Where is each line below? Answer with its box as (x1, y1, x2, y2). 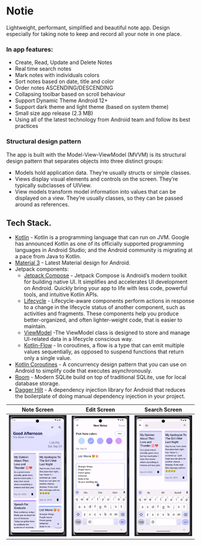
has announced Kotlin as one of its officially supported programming (14, 240, 184, 248)
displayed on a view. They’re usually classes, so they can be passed (14, 194, 183, 202)
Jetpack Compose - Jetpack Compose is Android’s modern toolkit (23, 272, 187, 279)
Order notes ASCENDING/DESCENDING (14, 84, 114, 91)
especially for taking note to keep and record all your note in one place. (6, 30, 182, 37)
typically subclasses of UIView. (14, 181, 92, 189)
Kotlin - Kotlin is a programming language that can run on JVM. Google (14, 234, 190, 241)
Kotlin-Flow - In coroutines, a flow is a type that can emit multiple (23, 342, 185, 349)
